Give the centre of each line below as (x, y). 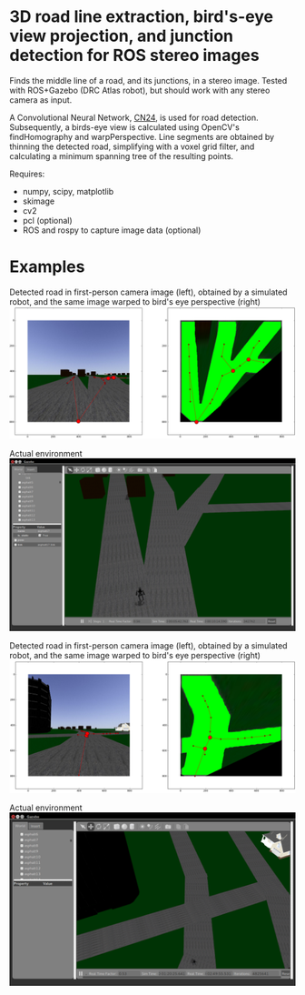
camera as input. (41, 100)
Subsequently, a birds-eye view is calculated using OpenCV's (125, 127)
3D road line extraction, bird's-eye (142, 17)
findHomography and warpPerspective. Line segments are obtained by (142, 136)
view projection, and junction (122, 36)
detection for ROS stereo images (135, 55)
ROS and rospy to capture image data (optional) (112, 230)
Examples (47, 267)
